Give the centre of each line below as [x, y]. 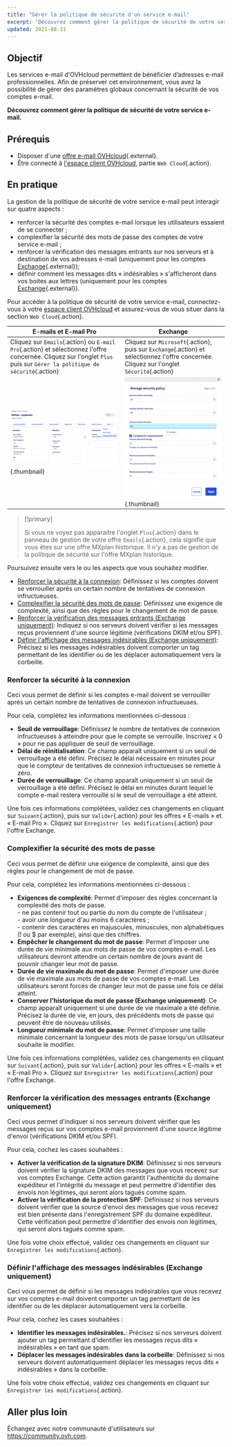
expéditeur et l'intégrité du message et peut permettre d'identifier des [116, 1185]
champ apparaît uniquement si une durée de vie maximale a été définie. [119, 1008]
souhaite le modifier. [46, 1044]
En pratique [32, 185]
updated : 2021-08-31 [37, 29]
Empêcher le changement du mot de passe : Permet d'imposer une [113, 942]
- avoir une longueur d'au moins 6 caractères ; [83, 920]
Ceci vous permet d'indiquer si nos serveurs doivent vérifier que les [104, 1122]
